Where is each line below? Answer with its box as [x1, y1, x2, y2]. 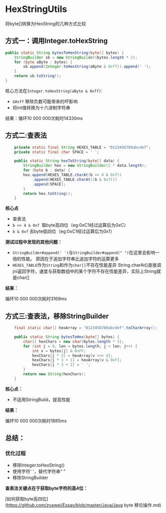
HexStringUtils [5, 3, 67, 15]
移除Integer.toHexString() [12, 462, 65, 468]
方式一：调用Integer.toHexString [5, 36, 108, 45]
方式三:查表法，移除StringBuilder [5, 312, 109, 320]
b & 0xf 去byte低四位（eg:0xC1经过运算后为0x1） [12, 228, 115, 234]
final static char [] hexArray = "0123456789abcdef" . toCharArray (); [14, 326, 157, 331]
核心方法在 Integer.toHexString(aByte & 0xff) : [5, 87, 102, 93]
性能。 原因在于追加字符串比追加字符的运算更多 [21, 256, 119, 262]
